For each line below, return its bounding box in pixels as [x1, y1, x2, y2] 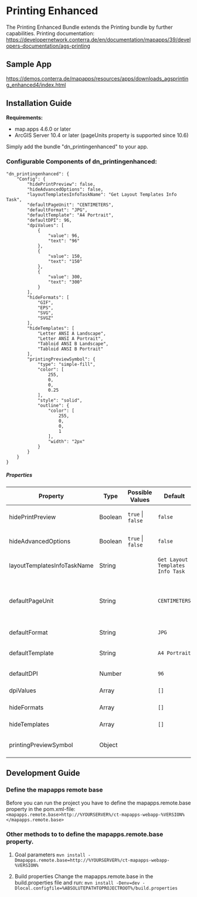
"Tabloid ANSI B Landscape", [37, 341, 109, 346]
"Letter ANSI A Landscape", [37, 331, 107, 336]
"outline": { [37, 402, 69, 408]
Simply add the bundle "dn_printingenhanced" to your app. [6, 143, 148, 150]
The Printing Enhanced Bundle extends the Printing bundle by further [6, 24, 173, 31]
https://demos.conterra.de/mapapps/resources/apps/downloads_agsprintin [6, 75, 189, 82]
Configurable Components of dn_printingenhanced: [6, 158, 157, 166]
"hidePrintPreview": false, [27, 181, 96, 187]
